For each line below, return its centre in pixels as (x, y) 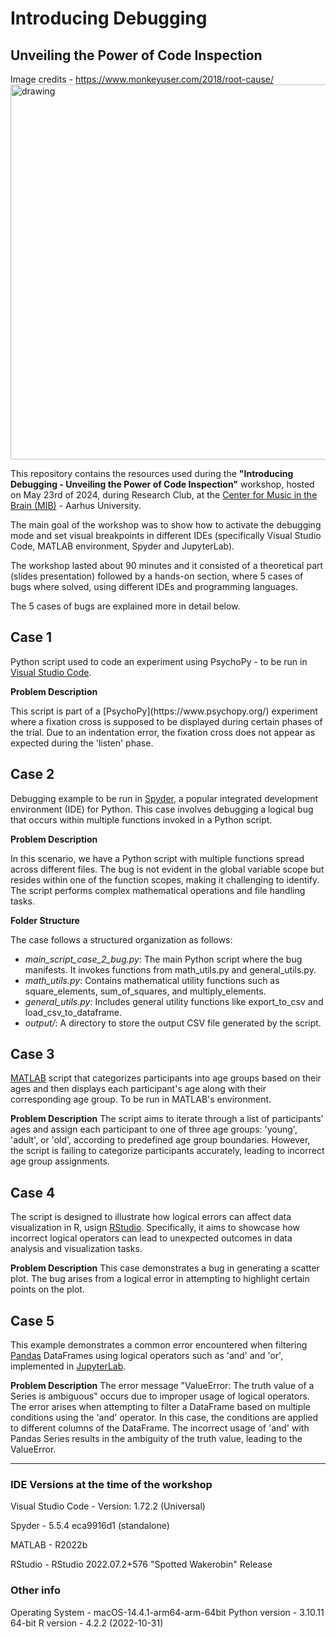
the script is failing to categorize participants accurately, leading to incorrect (167, 1151)
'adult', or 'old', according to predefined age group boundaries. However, (160, 1140)
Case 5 (32, 1320)
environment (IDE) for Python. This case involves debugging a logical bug (162, 809)
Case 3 (32, 1054)
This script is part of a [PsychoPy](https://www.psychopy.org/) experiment (164, 711)
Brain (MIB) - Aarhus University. (76, 505)
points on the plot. (47, 1289)
